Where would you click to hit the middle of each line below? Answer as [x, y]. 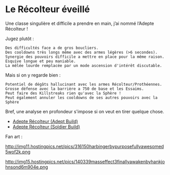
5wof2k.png [18, 152]
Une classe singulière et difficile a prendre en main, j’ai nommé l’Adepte [80, 23]
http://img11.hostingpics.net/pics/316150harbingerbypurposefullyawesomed [84, 146]
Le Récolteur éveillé [48, 9]
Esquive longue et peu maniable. [41, 61]
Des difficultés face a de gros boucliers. [52, 48]
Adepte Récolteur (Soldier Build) [46, 127]
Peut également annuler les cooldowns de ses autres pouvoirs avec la [81, 97]
